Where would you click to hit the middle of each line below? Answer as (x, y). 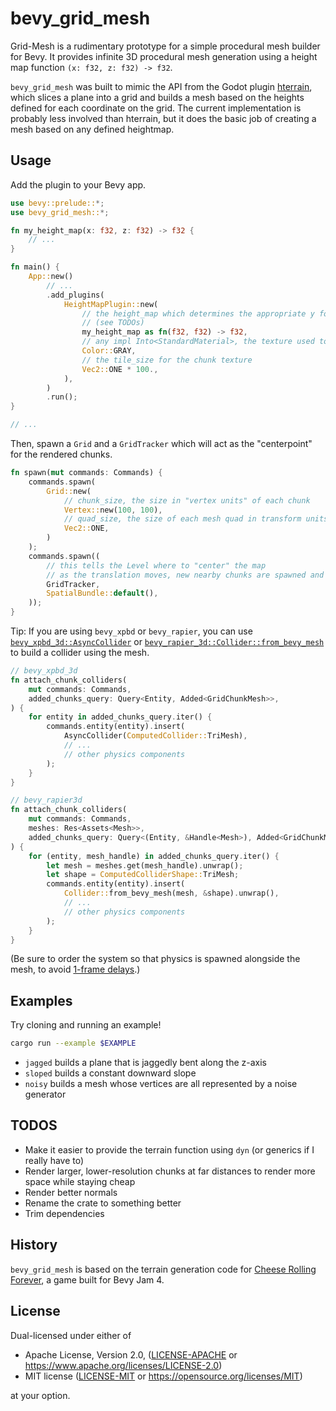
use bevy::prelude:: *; (57, 203)
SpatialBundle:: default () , (102, 593)
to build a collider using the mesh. (80, 652)
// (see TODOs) (113, 323)
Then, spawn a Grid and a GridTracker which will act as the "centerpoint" (161, 443)
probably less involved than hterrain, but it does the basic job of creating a (163, 118)
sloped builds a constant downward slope (110, 1073)
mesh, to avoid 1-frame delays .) (75, 969)
